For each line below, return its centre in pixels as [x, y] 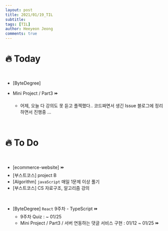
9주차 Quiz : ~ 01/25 [41, 216]
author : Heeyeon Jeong [29, 29]
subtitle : [16, 19]
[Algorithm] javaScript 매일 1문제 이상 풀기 [56, 182]
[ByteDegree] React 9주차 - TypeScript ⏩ [55, 209]
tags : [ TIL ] [18, 24]
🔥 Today [23, 59]
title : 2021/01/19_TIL [29, 15]
